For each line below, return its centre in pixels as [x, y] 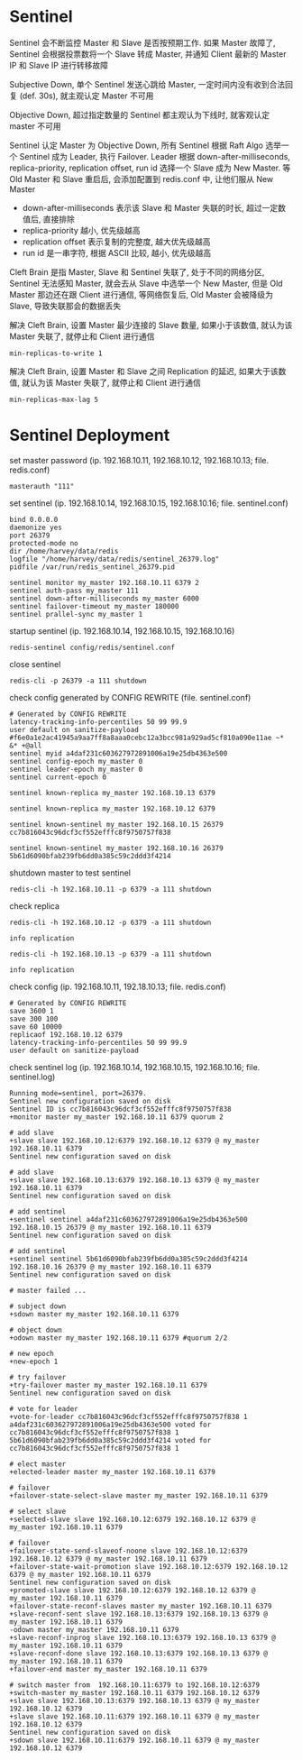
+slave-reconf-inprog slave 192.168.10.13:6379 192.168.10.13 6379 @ [143, 1637]
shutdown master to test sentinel [70, 873]
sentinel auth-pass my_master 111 [74, 591]
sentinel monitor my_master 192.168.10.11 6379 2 [105, 582]
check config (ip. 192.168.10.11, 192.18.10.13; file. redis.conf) [118, 986]
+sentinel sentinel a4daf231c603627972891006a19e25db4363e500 [128, 1219]
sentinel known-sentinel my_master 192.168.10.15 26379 [116, 824]
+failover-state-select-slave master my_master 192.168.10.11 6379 [139, 1495]
